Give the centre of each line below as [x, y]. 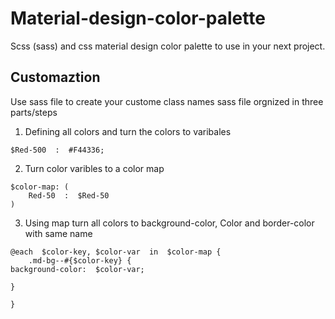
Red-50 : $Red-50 [69, 195]
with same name [58, 233]
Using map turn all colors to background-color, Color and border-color [169, 223]
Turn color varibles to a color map [94, 168]
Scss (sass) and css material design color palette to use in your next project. [168, 46]
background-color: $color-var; [77, 269]
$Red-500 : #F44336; [57, 150]
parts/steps [34, 112]
